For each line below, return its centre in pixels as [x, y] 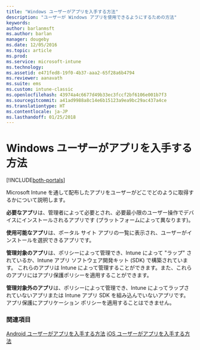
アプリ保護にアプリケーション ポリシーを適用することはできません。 [90, 303]
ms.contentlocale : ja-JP [37, 111]
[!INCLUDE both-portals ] [36, 180]
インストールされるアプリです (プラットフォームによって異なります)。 [108, 220]
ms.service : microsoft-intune [44, 61]
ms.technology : [25, 67]
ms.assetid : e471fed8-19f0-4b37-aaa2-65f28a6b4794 [70, 73]
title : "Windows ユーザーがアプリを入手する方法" [62, 12]
